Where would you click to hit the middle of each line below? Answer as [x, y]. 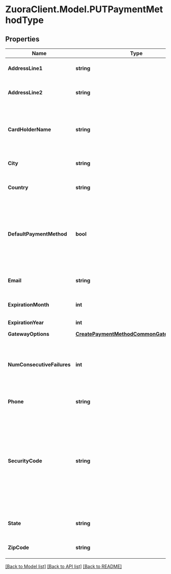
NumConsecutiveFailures [39, 364]
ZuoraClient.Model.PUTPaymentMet [84, 9]
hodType [25, 20]
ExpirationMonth [28, 305]
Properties [22, 39]
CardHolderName [30, 129]
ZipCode [19, 547]
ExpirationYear [26, 322]
